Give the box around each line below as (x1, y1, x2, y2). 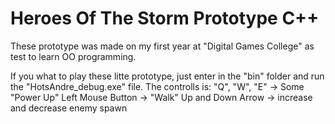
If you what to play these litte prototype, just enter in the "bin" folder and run (10, 70, 325, 82)
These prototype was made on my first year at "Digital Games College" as (10, 40, 315, 52)
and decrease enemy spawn (10, 102, 128, 114)
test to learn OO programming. (10, 50, 137, 62)
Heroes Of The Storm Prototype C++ (10, 7, 320, 30)
